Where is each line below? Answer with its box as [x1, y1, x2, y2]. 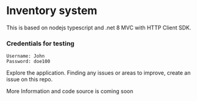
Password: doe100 [6, 59, 51, 65]
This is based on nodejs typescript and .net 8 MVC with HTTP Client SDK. [6, 24, 192, 31]
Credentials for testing [6, 39, 75, 48]
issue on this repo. [6, 76, 53, 83]
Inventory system [6, 4, 98, 18]
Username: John [6, 53, 45, 59]
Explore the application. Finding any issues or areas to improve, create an [6, 69, 191, 77]
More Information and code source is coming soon [6, 88, 134, 95]
